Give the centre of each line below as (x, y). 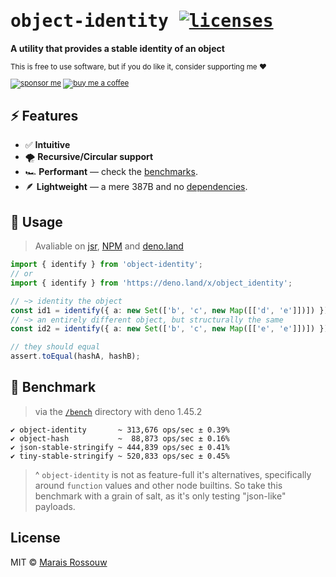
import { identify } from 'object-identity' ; (106, 265)
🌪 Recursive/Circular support (89, 157)
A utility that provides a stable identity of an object (117, 48)
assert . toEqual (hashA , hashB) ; (75, 356)
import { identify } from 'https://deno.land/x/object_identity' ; (151, 283)
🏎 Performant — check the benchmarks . (111, 172)
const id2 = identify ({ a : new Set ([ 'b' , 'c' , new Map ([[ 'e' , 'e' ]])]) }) (169, 329)
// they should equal (55, 347)
